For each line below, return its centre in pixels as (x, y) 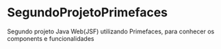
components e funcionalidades (51, 38)
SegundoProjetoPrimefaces (88, 13)
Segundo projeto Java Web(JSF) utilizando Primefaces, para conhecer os (111, 31)
